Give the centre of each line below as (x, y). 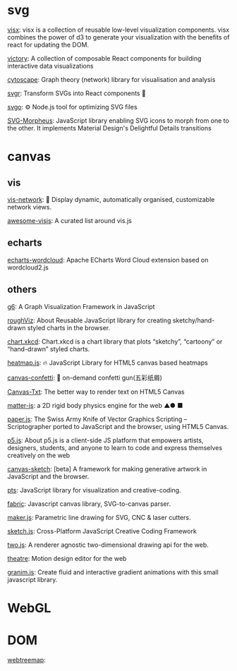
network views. (29, 207)
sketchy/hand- (194, 320)
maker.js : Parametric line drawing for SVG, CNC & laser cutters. (99, 517)
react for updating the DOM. (48, 44)
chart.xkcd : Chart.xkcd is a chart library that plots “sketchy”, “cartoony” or (115, 341)
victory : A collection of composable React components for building (104, 58)
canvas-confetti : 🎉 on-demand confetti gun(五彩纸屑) (85, 377)
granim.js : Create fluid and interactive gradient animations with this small (113, 572)
